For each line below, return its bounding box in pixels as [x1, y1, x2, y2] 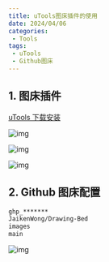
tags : [8, 42, 27, 50]
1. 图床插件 [8, 89, 62, 103]
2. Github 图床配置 [8, 186, 101, 200]
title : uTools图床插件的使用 [8, 11, 99, 20]
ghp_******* [8, 208, 48, 216]
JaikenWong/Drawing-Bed [8, 215, 89, 223]
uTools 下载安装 [8, 112, 61, 122]
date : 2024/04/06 [8, 19, 67, 28]
